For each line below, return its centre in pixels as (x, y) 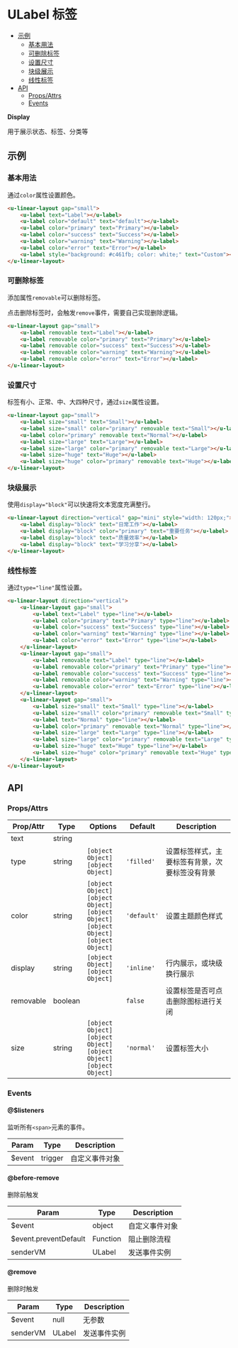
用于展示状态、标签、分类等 (48, 131)
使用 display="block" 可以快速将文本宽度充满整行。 (81, 504)
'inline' (141, 968)
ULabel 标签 (42, 15)
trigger (52, 1158)
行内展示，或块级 (194, 963)
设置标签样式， (191, 852)
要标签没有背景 (191, 873)
